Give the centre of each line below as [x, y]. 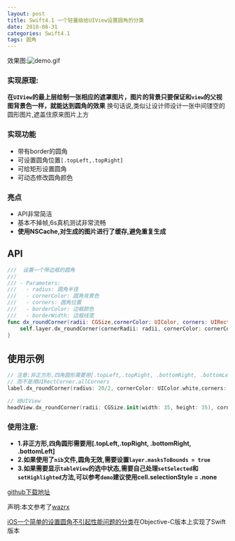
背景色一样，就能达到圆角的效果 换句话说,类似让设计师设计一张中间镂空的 [119, 106]
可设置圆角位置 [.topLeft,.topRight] [70, 160]
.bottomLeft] [36, 451]
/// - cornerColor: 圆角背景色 [53, 296]
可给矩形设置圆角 [42, 168]
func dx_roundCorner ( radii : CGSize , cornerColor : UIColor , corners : [108, 322]
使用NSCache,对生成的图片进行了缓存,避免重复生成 [92, 231]
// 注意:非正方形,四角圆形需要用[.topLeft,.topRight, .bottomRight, [102, 376]
